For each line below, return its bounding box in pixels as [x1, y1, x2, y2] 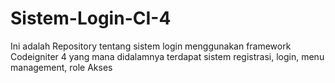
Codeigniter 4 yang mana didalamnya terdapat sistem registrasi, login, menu [10, 50, 325, 62]
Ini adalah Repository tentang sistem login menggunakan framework [10, 40, 292, 52]
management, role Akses [10, 61, 113, 73]
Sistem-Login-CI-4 [10, 7, 172, 30]
